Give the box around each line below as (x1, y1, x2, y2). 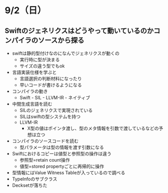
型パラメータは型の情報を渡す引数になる (19, 144, 104, 150)
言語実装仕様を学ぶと (12, 69, 57, 75)
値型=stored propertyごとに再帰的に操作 (19, 163, 104, 169)
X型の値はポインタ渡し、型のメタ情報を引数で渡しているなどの (27, 125, 159, 131)
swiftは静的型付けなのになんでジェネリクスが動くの (12, 50, 120, 56)
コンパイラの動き (12, 88, 48, 94)
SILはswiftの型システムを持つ (19, 113, 81, 120)
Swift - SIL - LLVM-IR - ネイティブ (19, 95, 91, 100)
